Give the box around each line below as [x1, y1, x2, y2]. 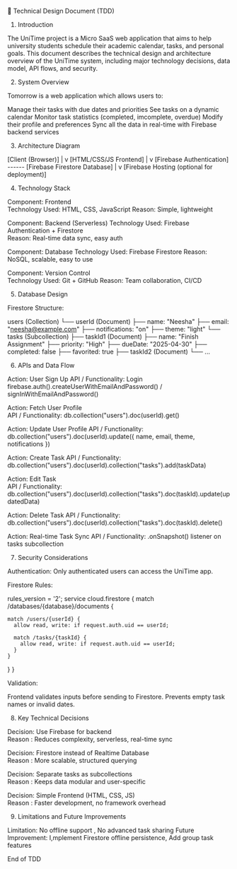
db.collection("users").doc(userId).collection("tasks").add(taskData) [7, 461, 207, 470]
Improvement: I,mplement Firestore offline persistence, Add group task [7, 834, 214, 841]
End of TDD [7, 855, 41, 863]
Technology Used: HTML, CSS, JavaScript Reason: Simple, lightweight [7, 205, 214, 214]
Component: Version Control [7, 269, 91, 277]
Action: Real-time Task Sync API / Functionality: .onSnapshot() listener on [7, 532, 221, 540]
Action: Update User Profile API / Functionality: [7, 425, 144, 433]
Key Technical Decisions [17, 714, 90, 722]
